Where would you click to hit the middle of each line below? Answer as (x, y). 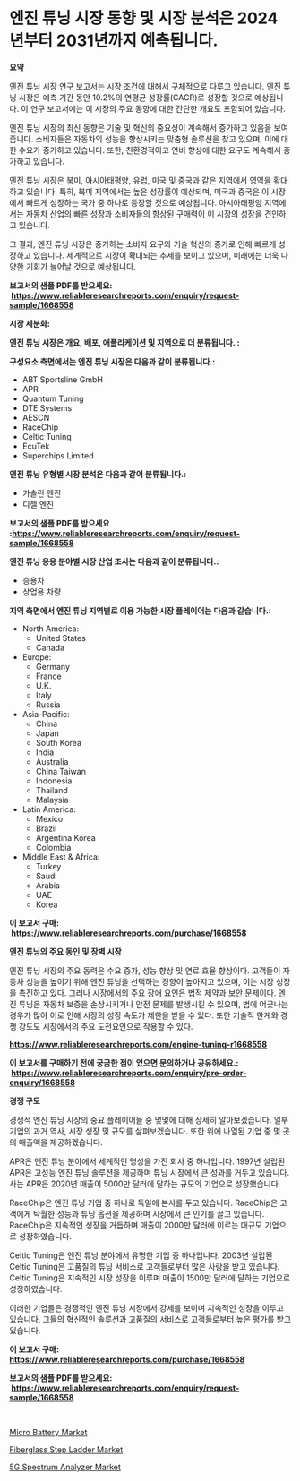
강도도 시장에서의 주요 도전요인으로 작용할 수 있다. (106, 1026)
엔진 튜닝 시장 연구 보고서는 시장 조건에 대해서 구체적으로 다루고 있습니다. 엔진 (146, 86)
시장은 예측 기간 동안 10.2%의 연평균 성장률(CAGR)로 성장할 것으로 (135, 97)
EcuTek (36, 446)
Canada (50, 647)
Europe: (37, 657)
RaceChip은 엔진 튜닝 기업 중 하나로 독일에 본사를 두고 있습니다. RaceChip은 (144, 1203)
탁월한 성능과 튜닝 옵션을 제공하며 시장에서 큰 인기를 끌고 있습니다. (149, 1213)
